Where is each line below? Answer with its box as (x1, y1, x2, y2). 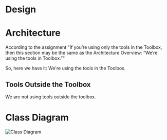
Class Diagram (5, 112, 69, 124)
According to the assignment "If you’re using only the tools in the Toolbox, (5, 44, 162, 50)
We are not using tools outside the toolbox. (5, 94, 96, 100)
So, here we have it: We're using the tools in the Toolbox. (5, 65, 126, 72)
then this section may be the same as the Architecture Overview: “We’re (5, 50, 158, 56)
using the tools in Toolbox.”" (5, 55, 65, 61)
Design (5, 4, 36, 15)
